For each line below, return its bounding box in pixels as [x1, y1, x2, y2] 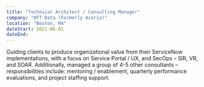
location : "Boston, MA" [6, 20, 67, 26]
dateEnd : [6, 32, 29, 38]
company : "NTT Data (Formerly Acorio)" [6, 15, 108, 21]
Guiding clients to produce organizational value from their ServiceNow [6, 48, 183, 55]
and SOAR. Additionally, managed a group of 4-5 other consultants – [6, 61, 178, 69]
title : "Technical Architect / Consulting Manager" [6, 9, 140, 15]
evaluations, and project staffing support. [6, 74, 110, 82]
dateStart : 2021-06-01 [6, 26, 64, 32]
